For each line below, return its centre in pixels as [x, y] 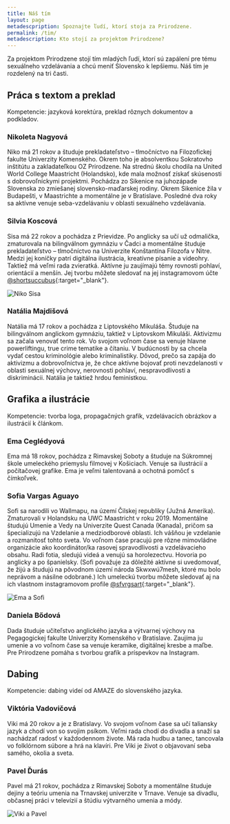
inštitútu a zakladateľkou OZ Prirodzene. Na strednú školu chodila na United [115, 167]
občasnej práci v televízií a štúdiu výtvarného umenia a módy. [95, 800]
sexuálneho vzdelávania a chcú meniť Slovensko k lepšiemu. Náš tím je [108, 66]
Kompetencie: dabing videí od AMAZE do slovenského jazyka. [95, 691]
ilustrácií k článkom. [35, 423]
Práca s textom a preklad [61, 95]
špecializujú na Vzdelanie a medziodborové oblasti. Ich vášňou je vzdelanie [114, 533]
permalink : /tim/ [32, 33]
